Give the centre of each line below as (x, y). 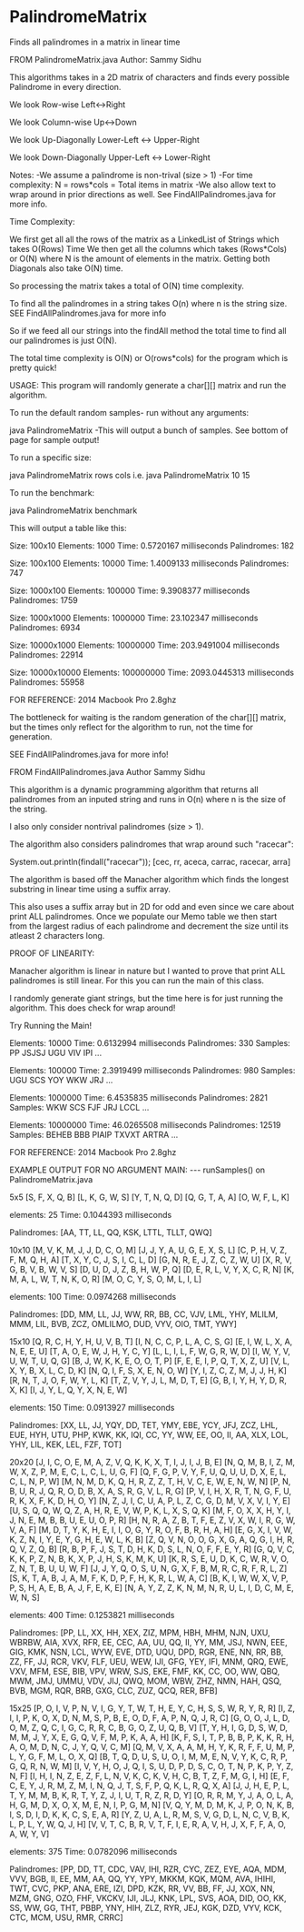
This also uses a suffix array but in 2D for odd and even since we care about (152, 906)
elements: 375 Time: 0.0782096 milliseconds (93, 1851)
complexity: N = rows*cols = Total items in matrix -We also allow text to (143, 185)
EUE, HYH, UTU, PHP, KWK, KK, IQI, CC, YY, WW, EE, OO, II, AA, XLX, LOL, (149, 1434)
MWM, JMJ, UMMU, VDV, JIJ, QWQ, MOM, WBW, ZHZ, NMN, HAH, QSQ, (146, 1681)
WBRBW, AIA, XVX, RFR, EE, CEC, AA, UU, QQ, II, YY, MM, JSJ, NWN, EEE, (148, 1642)
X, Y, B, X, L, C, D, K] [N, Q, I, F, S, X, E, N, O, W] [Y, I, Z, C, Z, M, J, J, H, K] (148, 1370)
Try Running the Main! (51, 1025)
